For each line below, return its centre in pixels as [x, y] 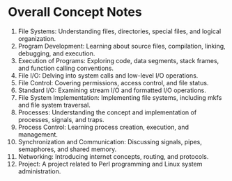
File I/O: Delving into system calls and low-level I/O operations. [108, 75]
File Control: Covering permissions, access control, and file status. [113, 83]
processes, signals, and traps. [61, 119]
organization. [37, 38]
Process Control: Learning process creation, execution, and [103, 127]
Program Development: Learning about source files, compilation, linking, [122, 46]
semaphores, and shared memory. [67, 149]
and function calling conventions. [66, 68]
